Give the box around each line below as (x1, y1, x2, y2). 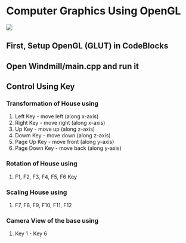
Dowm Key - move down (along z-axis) (14, 132, 111, 139)
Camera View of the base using (6, 216, 99, 224)
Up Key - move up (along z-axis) (14, 125, 95, 133)
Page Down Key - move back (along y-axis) (14, 144, 122, 152)
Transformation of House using (6, 100, 99, 108)
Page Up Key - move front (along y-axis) (14, 139, 114, 146)
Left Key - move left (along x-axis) (14, 113, 99, 120)
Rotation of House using (6, 159, 77, 168)
